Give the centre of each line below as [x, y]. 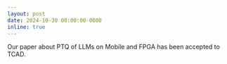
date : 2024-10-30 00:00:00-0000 [54, 20]
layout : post [26, 14]
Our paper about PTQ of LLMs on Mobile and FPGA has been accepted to [113, 47]
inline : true [26, 27]
